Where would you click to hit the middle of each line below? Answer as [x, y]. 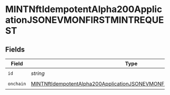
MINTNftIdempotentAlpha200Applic [84, 9]
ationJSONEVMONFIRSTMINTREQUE [85, 20]
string [38, 73]
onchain [17, 84]
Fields [15, 49]
